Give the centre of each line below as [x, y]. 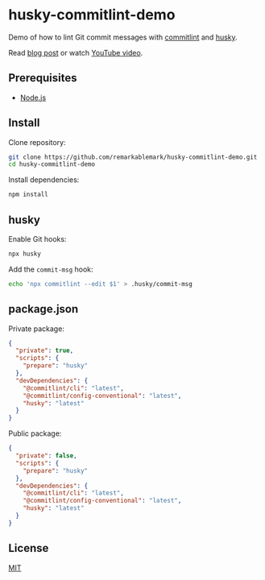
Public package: [35, 433]
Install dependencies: [44, 180]
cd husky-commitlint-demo [52, 164]
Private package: [36, 329]
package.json [43, 309]
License [29, 548]
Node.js [33, 97]
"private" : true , [45, 351]
